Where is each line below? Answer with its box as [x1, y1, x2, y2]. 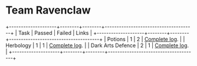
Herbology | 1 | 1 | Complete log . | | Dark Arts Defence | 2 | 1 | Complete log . [5, 42, 189, 49]
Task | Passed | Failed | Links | [18, 29, 93, 36]
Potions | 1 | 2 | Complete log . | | [107, 35, 185, 42]
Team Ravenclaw [5, 4, 91, 17]
